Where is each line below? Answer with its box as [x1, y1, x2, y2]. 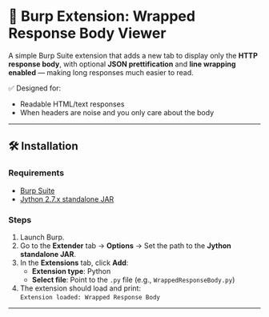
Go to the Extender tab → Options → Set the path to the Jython [19, 240, 231, 251]
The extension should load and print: [19, 283, 142, 293]
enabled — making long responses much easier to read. [8, 67, 194, 77]
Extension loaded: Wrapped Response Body [19, 293, 160, 301]
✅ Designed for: [8, 83, 62, 93]
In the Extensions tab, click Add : [19, 258, 129, 267]
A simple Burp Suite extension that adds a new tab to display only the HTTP [8, 50, 258, 60]
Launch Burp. [19, 232, 65, 242]
